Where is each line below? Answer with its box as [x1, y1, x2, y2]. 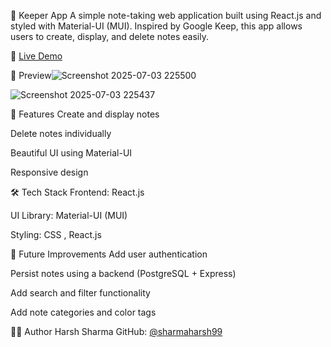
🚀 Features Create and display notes [10, 108, 160, 120]
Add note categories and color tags [10, 306, 157, 318]
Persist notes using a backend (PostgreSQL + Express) [10, 268, 237, 279]
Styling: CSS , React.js [10, 229, 102, 240]
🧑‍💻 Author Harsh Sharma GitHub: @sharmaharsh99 [10, 326, 223, 337]
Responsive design [10, 166, 89, 178]
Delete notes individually [10, 128, 112, 139]
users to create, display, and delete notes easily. [10, 31, 209, 42]
